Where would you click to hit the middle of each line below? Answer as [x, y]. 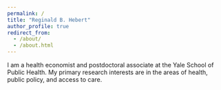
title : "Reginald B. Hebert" [49, 20]
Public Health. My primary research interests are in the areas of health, [107, 72]
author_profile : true [38, 26]
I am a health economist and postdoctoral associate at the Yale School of [110, 65]
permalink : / [26, 13]
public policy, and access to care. [55, 79]
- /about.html [33, 45]
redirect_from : [29, 33]
